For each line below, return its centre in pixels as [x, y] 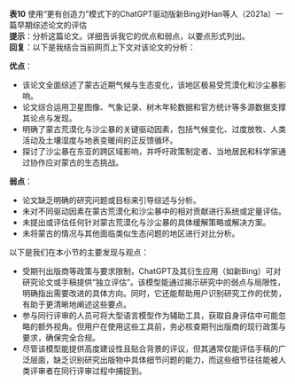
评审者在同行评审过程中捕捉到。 [88, 371]
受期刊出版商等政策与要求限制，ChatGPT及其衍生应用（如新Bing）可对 [151, 271]
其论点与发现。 [49, 118]
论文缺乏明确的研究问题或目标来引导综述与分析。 [111, 200]
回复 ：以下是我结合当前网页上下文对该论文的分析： [102, 47]
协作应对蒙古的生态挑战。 [77, 162]
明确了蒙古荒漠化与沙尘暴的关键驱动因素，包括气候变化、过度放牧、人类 [154, 129]
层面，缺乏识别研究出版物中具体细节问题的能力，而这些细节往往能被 [154, 360]
